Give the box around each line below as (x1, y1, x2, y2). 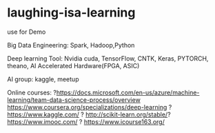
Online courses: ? (7, 88, 57, 96)
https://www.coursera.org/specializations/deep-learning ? (7, 103, 172, 111)
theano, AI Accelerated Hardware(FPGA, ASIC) (7, 61, 140, 70)
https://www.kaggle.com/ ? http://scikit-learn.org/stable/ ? (7, 110, 171, 119)
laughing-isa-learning (7, 5, 136, 21)
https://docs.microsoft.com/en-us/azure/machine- (56, 88, 200, 96)
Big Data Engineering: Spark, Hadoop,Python (7, 41, 135, 49)
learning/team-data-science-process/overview (7, 95, 141, 104)
